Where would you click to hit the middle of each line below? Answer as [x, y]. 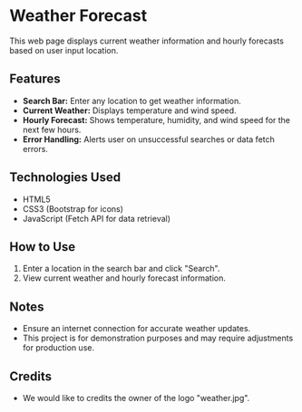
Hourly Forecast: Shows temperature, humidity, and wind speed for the [156, 120]
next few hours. [52, 129]
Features [35, 79]
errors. [35, 149]
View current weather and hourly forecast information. [124, 278]
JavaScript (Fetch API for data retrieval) [96, 218]
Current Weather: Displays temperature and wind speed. [130, 110]
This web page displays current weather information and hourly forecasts [146, 41]
